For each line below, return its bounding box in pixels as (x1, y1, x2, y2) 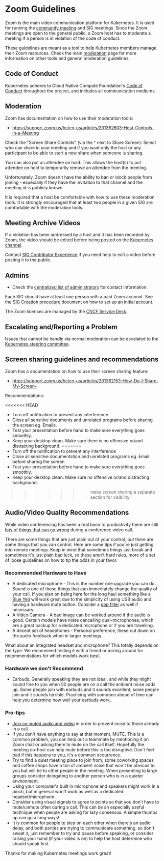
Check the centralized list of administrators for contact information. (12, 284, 148, 290)
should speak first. (12, 840, 50, 846)
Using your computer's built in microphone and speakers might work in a (12, 783, 159, 789)
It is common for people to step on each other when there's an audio (12, 820, 151, 826)
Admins (5, 271, 29, 280)
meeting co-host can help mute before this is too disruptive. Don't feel (12, 746, 154, 752)
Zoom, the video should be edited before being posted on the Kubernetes (5, 237, 154, 243)
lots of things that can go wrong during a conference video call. (5, 527, 134, 533)
